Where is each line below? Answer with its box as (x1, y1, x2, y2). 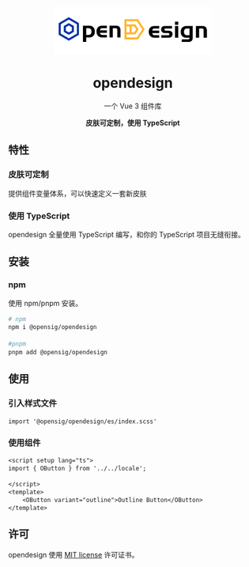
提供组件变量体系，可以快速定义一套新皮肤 (8, 188, 147, 198)
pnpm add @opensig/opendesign (8, 349, 108, 357)
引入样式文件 (8, 398, 58, 409)
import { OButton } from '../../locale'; (8, 464, 147, 472)
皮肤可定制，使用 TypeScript (85, 118, 180, 127)
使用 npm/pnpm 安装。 (8, 298, 83, 308)
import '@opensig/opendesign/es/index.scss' (8, 418, 157, 425)
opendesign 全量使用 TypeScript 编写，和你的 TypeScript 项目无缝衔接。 (8, 229, 245, 239)
